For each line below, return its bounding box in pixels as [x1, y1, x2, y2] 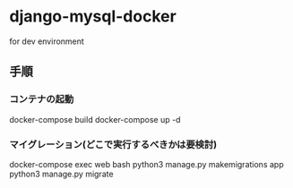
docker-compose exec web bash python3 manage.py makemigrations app [9, 158, 284, 169]
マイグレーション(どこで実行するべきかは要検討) [9, 138, 218, 150]
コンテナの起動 [9, 93, 74, 106]
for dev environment [9, 36, 85, 47]
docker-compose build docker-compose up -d [9, 114, 181, 124]
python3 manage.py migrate [9, 168, 114, 179]
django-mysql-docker [9, 6, 177, 27]
